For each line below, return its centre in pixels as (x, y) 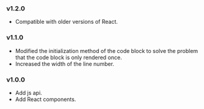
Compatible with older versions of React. (66, 22)
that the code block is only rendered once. (68, 57)
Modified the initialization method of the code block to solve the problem (107, 51)
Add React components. (46, 99)
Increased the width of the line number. (65, 64)
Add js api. (29, 93)
